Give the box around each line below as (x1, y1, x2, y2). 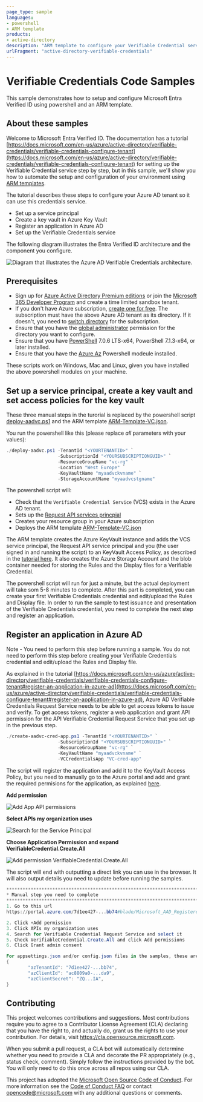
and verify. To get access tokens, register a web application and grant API (6, 709, 190, 716)
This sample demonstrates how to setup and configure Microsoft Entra (6, 94, 182, 102)
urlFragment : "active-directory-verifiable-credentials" (6, 48, 153, 54)
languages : (6, 15, 34, 21)
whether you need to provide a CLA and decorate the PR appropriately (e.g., (6, 1052, 196, 1059)
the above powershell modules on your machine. (6, 368, 127, 375)
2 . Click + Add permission (6, 920, 71, 926)
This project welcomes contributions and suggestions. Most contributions (6, 1014, 190, 1021)
